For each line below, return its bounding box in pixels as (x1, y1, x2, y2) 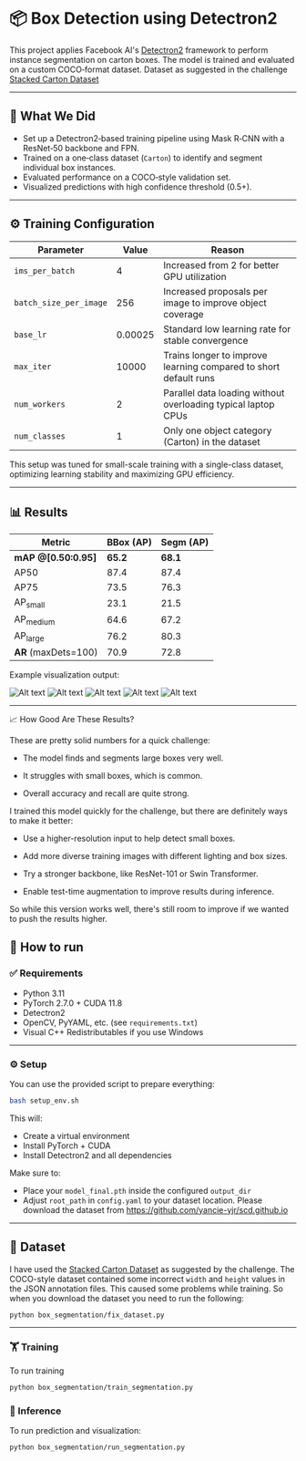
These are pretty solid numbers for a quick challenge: (9, 734, 211, 745)
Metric (41, 536, 71, 549)
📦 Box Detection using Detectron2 (9, 8, 278, 29)
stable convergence (163, 334, 249, 347)
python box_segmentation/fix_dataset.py (9, 1311, 166, 1320)
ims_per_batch (14, 265, 76, 275)
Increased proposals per (163, 285, 268, 297)
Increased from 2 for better (163, 258, 280, 271)
